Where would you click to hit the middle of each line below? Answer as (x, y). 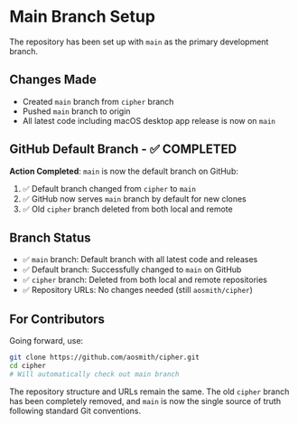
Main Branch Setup (83, 17)
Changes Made (53, 80)
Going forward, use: (47, 341)
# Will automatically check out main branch (94, 374)
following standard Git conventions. (75, 411)
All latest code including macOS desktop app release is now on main (149, 120)
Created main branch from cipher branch (98, 101)
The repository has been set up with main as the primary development (139, 42)
